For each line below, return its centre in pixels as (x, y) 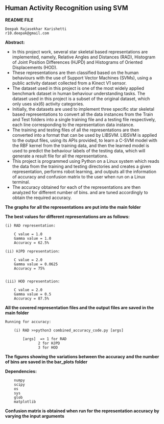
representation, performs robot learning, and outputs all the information (84, 172)
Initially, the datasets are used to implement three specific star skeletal (83, 109)
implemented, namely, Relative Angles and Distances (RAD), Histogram (84, 57)
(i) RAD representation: (30, 225)
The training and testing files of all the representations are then (76, 130)
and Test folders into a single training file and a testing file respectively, (84, 119)
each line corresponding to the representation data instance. (73, 125)
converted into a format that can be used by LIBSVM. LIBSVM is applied (85, 135)
